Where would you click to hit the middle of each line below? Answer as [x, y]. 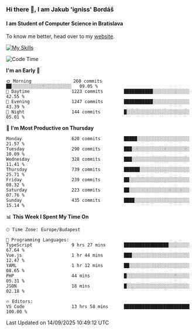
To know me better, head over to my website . [61, 36]
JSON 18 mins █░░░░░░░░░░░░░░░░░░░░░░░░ [98, 286]
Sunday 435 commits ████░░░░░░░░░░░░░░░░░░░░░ [98, 201]
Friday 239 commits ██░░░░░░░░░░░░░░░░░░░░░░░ [98, 180]
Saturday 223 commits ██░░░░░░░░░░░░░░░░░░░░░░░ [98, 190]
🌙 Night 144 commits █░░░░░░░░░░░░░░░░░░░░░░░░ [98, 112]
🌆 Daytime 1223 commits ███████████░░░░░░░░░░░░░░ [98, 92]
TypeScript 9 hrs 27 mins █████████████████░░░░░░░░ [98, 245]
